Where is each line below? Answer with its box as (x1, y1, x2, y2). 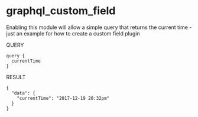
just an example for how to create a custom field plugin (6, 30, 140, 37)
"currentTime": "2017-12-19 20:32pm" (17, 95, 110, 101)
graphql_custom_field (6, 4, 116, 18)
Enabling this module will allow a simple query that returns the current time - (6, 24, 192, 31)
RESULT (6, 73, 26, 80)
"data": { (11, 90, 35, 96)
